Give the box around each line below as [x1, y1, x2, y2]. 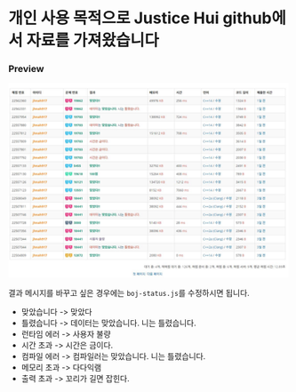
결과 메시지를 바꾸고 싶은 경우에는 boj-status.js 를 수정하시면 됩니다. [8, 287, 250, 298]
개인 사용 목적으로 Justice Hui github [8, 8, 272, 28]
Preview [8, 63, 44, 76]
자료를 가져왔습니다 [26, 30, 159, 51]
